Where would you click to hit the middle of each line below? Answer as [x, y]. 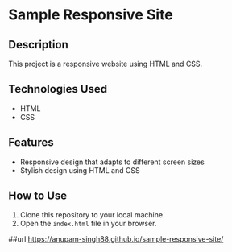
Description [38, 45]
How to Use [38, 196]
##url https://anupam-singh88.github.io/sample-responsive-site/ [116, 239]
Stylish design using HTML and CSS [80, 170]
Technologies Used [58, 89]
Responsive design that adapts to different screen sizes [112, 162]
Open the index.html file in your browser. [88, 224]
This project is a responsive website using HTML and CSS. [106, 64]
